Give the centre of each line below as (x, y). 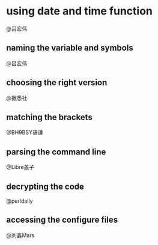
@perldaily (20, 201)
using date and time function (80, 11)
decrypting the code (45, 186)
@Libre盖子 (20, 167)
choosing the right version (57, 83)
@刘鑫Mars (20, 235)
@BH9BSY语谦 (25, 132)
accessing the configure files (62, 220)
